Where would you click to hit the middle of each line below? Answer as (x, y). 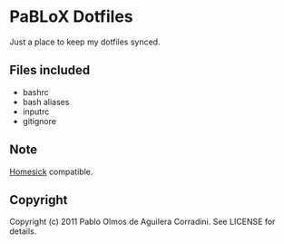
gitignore (39, 121)
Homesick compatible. (51, 171)
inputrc (36, 112)
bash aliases (46, 102)
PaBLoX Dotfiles (71, 17)
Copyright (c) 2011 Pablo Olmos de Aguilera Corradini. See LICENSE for (142, 222)
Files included (50, 70)
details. (23, 231)
